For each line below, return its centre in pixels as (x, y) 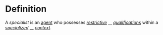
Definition (26, 9)
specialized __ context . (28, 27)
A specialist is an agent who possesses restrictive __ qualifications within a (82, 22)
